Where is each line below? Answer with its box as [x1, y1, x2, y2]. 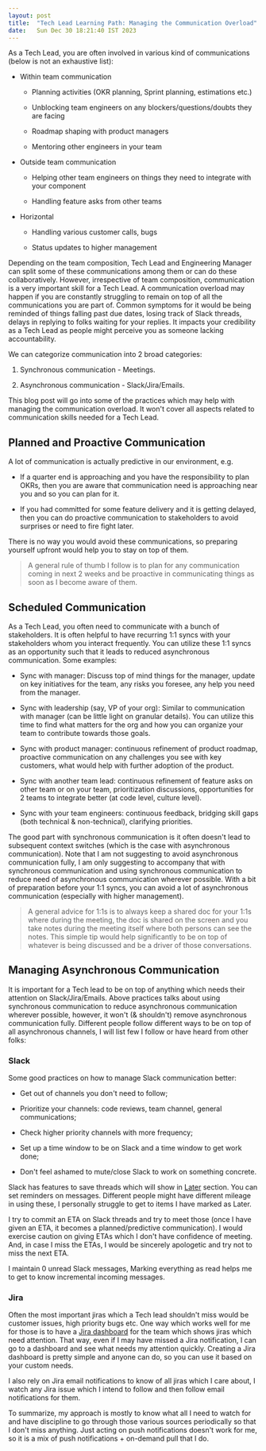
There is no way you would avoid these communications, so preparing [8, 537, 238, 547]
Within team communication [19, 72, 112, 82]
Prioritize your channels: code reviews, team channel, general [19, 1104, 222, 1113]
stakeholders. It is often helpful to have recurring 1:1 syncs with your [8, 630, 231, 640]
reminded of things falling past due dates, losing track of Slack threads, [8, 309, 242, 319]
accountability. [8, 335, 57, 344]
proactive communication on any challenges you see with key [19, 753, 222, 761]
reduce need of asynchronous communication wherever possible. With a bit [8, 875, 256, 884]
